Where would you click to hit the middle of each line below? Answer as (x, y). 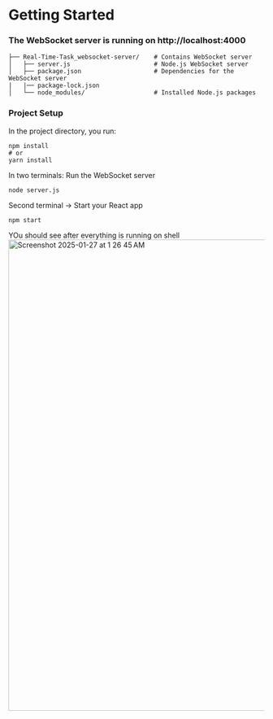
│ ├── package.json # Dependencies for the (121, 72)
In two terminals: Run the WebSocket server (82, 175)
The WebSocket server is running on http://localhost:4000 (127, 41)
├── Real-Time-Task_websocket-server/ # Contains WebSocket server (130, 57)
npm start (25, 220)
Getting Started (62, 15)
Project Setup (36, 113)
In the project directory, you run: (62, 131)
